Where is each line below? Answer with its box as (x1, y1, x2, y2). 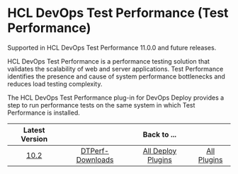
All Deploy (142, 146, 177, 156)
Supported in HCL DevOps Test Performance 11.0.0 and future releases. (7, 43, 217, 52)
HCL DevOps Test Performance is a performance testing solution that (7, 57, 210, 65)
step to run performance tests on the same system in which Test (7, 100, 195, 109)
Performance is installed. (7, 108, 80, 117)
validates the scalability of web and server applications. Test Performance (7, 64, 224, 73)
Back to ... (142, 129, 177, 139)
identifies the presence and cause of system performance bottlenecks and (7, 72, 225, 81)
